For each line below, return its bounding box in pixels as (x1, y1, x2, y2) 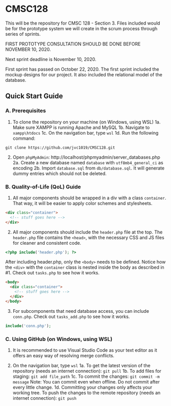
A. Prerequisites (5, 107, 46, 114)
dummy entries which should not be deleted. (12, 170, 107, 177)
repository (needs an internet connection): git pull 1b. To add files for (12, 368, 162, 374)
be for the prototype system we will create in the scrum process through (5, 25, 158, 31)
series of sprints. (5, 31, 41, 37)
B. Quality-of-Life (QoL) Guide (5, 183, 81, 190)
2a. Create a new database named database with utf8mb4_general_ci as (12, 159, 163, 165)
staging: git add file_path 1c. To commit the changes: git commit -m (12, 373, 160, 379)
